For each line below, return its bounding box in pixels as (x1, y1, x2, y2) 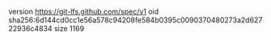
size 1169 (53, 24, 85, 33)
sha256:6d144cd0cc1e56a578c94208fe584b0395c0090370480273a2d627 (8, 15, 263, 25)
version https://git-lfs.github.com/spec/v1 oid (8, 7, 159, 16)
